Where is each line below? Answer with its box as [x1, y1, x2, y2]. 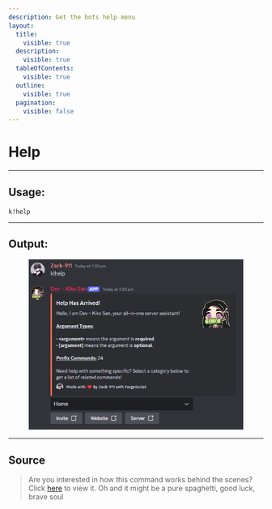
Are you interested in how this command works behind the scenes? [28, 475, 253, 485]
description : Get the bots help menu [8, 13, 136, 21]
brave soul [28, 492, 64, 502]
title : [15, 30, 38, 38]
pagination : [15, 98, 57, 107]
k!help [8, 207, 31, 216]
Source [8, 453, 46, 467]
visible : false [23, 107, 74, 115]
